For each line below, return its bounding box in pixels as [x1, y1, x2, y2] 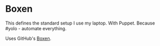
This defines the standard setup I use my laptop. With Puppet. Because [5, 20, 155, 26]
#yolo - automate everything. [5, 25, 66, 31]
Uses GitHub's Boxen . [5, 35, 52, 41]
